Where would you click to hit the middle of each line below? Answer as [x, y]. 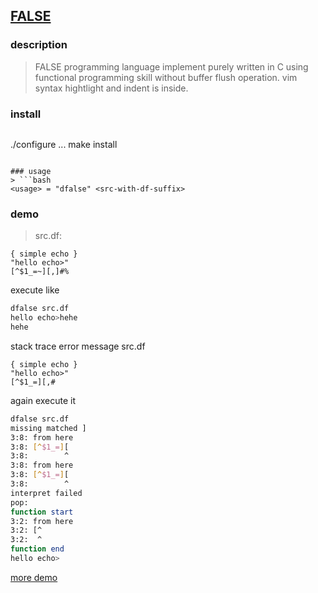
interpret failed [46, 493]
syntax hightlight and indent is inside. [111, 88]
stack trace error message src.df [78, 346]
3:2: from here [42, 521]
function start [42, 512]
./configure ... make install [64, 144]
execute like [35, 290]
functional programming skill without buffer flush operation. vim [166, 77]
